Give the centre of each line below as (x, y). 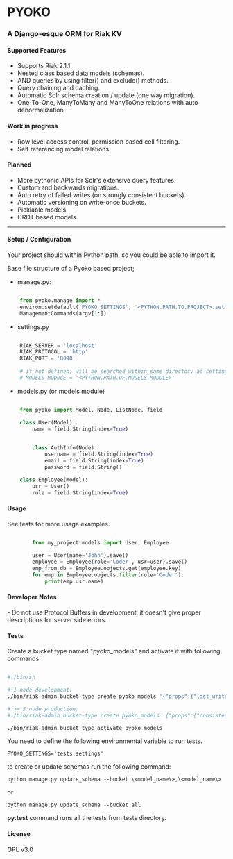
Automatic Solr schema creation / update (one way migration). (106, 95)
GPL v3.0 (20, 849)
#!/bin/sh (21, 678)
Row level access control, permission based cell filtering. (98, 141)
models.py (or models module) (61, 391)
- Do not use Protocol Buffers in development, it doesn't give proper (104, 612)
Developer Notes (32, 597)
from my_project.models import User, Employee (101, 542)
